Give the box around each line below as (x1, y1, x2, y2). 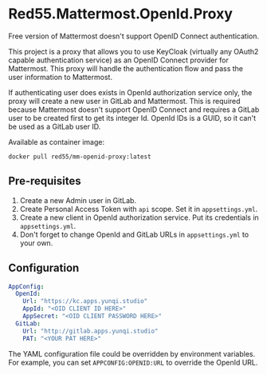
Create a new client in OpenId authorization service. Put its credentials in (19, 213, 259, 222)
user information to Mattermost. (8, 72, 113, 82)
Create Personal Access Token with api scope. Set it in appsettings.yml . (19, 204, 258, 213)
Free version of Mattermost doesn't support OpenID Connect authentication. (8, 31, 259, 41)
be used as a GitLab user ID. (8, 122, 101, 131)
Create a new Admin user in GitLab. (19, 195, 137, 205)
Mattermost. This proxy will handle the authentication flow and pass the (8, 63, 243, 73)
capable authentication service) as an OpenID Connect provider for (8, 55, 229, 65)
